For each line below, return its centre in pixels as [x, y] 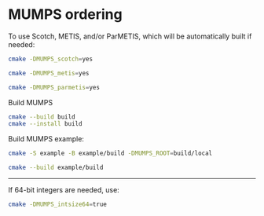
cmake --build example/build [56, 168]
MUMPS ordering [66, 15]
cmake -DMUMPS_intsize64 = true [58, 205]
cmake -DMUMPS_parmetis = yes [54, 87]
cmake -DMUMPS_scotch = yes [50, 59]
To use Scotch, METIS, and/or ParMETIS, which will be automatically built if [130, 36]
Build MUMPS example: [46, 139]
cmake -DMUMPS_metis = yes [49, 73]
